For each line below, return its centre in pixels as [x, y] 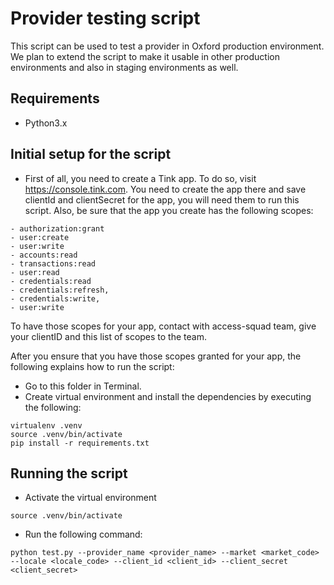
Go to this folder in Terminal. [83, 386]
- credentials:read [51, 281]
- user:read [35, 272]
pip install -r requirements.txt [80, 443]
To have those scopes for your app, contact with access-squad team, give [163, 326]
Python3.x [46, 123]
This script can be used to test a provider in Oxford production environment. [167, 46]
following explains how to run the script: [92, 366]
